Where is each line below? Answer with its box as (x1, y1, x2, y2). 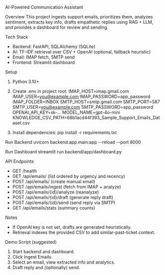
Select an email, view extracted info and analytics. (12, 259, 115, 265)
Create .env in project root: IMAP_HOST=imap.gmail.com (12, 88, 129, 94)
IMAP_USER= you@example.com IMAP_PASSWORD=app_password (12, 94, 151, 99)
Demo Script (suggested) (5, 239, 57, 245)
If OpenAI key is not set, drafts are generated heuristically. (12, 224, 132, 230)
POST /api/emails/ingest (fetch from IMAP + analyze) (12, 184, 121, 190)
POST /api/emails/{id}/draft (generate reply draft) (12, 195, 113, 200)
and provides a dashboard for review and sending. (5, 24, 108, 30)
